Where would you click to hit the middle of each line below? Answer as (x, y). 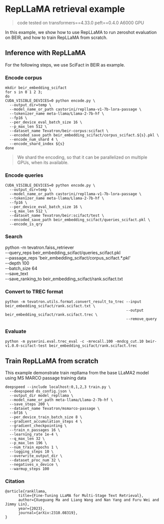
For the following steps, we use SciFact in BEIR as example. (65, 65)
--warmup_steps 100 (29, 469)
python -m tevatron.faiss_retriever (40, 247)
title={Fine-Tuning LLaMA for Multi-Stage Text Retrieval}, (81, 496)
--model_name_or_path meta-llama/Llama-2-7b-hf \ (61, 400)
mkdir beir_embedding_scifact (36, 88)
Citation (15, 481)
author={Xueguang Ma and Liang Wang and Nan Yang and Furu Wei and (89, 500)
